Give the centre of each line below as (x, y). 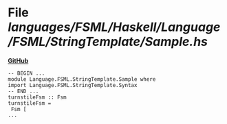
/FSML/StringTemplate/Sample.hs (108, 42)
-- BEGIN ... (26, 73)
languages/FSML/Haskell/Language (114, 27)
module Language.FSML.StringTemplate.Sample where (82, 79)
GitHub (18, 60)
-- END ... (23, 91)
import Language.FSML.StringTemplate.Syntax (73, 85)
